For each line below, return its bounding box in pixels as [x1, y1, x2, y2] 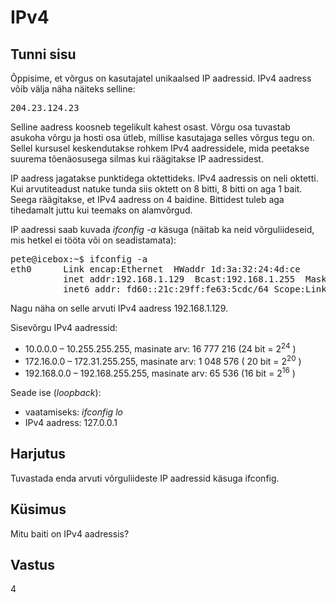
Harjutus [10, 446, 67, 463]
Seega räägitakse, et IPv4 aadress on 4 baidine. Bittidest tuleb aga [10, 194, 285, 205]
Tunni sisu [10, 46, 77, 63]
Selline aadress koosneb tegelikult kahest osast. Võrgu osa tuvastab [10, 121, 291, 133]
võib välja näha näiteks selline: [10, 83, 136, 95]
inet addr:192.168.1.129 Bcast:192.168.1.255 [63, 274, 296, 285]
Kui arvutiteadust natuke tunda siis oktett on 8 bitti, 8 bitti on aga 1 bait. [10, 183, 303, 195]
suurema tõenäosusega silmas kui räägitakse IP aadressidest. [10, 153, 264, 165]
